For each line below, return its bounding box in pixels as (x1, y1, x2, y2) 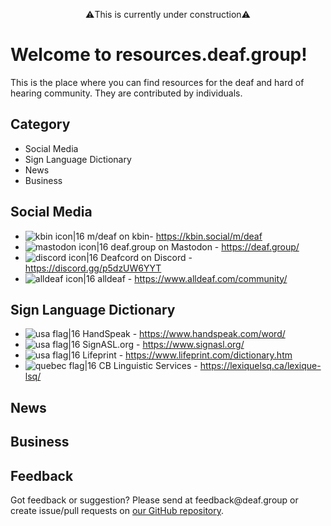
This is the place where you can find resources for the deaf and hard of (10, 76, 305, 88)
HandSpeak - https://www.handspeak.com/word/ (82, 328, 286, 340)
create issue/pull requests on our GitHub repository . (10, 504, 225, 516)
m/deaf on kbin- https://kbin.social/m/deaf (86, 230, 263, 242)
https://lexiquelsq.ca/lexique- (199, 360, 322, 372)
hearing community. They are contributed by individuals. (10, 87, 243, 99)
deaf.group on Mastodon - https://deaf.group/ (110, 240, 300, 253)
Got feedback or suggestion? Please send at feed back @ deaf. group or (10, 494, 299, 506)
